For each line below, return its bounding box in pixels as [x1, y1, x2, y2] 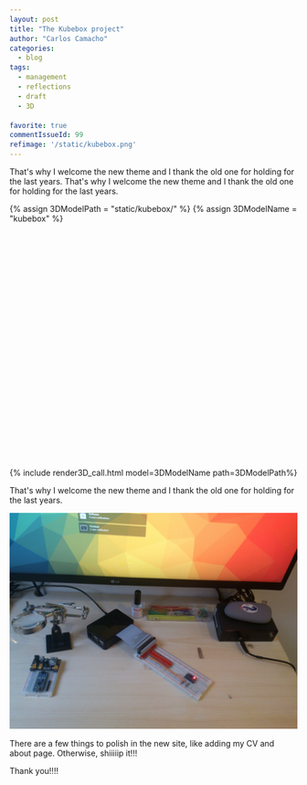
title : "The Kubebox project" [9, 24, 125, 34]
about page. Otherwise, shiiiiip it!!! [9, 748, 138, 758]
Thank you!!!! [9, 766, 59, 776]
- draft [17, 91, 48, 101]
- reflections [17, 82, 71, 91]
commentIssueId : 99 [9, 131, 84, 140]
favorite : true [9, 121, 68, 130]
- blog [17, 53, 43, 63]
